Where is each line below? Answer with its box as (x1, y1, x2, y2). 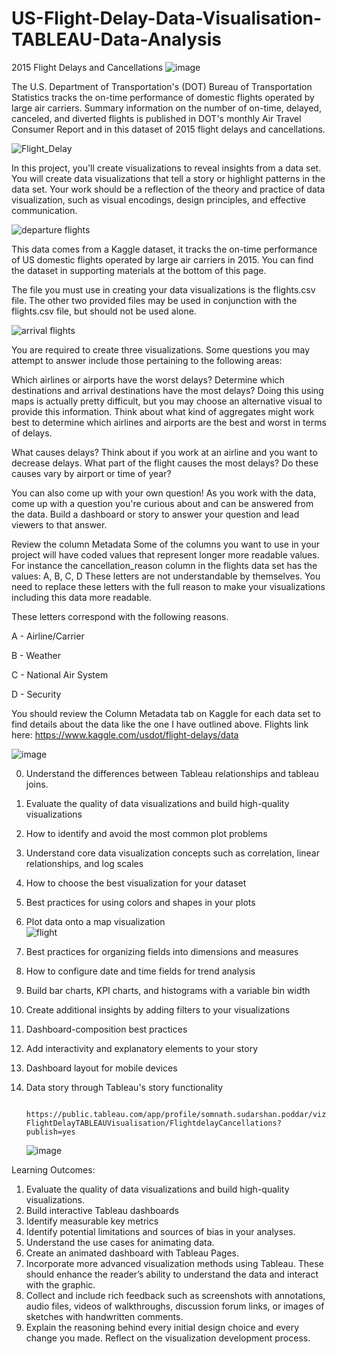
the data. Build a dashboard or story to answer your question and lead (11, 508, 300, 520)
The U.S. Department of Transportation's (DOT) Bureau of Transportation (11, 80, 313, 92)
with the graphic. (25, 1278, 96, 1291)
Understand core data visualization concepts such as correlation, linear (25, 847, 320, 859)
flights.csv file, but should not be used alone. (11, 305, 197, 317)
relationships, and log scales (25, 857, 144, 869)
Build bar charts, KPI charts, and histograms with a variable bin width (25, 984, 311, 996)
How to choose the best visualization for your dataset (25, 877, 247, 889)
